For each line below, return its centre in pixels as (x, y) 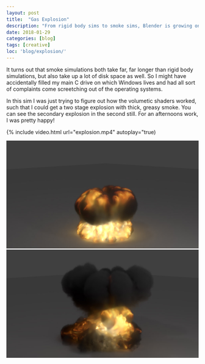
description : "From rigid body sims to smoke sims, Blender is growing (99, 26)
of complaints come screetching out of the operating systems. (85, 89)
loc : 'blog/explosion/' (37, 52)
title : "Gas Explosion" (38, 19)
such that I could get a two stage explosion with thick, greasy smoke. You (99, 107)
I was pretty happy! (31, 120)
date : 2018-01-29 (28, 32)
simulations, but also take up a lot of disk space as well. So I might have (96, 76)
